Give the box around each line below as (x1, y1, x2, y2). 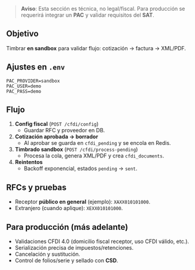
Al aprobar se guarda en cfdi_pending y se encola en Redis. (23, 139, 172, 147)
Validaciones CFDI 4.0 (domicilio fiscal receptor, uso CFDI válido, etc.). (14, 238, 190, 245)
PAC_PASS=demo (6, 88, 42, 95)
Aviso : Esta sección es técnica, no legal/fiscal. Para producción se (20, 5, 185, 12)
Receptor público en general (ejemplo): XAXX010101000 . (14, 198, 151, 205)
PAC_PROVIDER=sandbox (6, 78, 60, 84)
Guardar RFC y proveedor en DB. (23, 127, 105, 134)
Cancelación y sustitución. (14, 251, 81, 258)
